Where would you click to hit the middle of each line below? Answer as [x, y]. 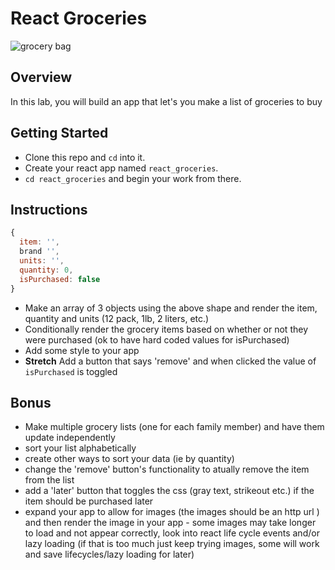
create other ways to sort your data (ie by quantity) [129, 459]
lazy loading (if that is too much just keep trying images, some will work [172, 544]
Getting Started [59, 133]
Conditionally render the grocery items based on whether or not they [166, 329]
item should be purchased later [89, 501]
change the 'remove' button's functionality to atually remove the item [167, 469]
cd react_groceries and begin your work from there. [133, 178]
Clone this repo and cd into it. [85, 157]
